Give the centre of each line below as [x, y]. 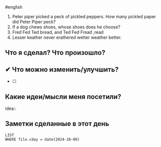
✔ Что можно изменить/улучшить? [62, 69]
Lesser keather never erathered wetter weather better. [67, 37]
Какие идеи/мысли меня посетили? [63, 97]
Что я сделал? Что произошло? [55, 53]
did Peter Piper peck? [34, 22]
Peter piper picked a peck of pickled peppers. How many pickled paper [84, 16]
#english [14, 7]
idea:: [11, 109]
